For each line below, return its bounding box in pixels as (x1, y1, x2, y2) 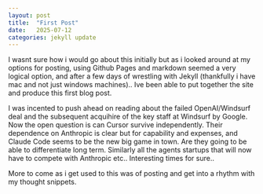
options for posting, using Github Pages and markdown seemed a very (8, 64, 237, 73)
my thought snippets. (8, 178, 77, 187)
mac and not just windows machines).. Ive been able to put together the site (8, 80, 254, 90)
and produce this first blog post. (8, 88, 112, 98)
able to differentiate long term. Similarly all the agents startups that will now (8, 145, 253, 155)
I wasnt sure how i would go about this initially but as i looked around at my (8, 55, 251, 64)
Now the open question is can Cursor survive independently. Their (8, 120, 223, 130)
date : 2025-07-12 (8, 26, 72, 34)
